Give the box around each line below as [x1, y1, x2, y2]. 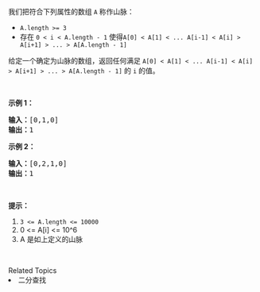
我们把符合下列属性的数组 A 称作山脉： [8, 7, 135, 16]
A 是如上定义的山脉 [19, 235, 83, 244]
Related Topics [8, 266, 57, 275]
